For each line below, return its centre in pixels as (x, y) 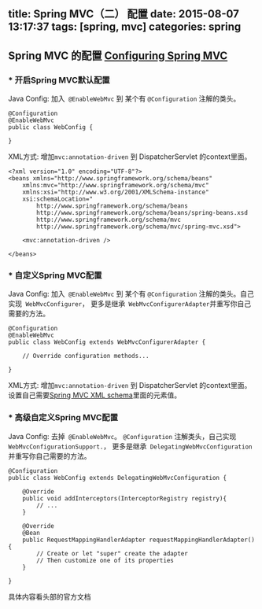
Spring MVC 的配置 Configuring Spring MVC (118, 55)
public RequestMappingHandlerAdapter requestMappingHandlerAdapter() (139, 540)
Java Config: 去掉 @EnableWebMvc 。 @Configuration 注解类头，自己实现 (122, 436)
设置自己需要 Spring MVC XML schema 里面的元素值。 (95, 395)
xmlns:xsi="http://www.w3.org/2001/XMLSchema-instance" (116, 192)
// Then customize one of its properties (105, 560)
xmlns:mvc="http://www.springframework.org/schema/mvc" (116, 186)
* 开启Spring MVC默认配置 (59, 79)
